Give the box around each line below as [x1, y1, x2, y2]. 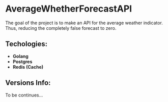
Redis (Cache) [12, 64, 44, 70]
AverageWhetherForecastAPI [5, 3, 132, 15]
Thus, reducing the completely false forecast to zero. [5, 25, 117, 31]
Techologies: [5, 40, 48, 48]
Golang [12, 53, 29, 59]
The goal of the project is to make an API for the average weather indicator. [5, 20, 163, 26]
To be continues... [5, 92, 43, 98]
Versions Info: [5, 79, 51, 87]
